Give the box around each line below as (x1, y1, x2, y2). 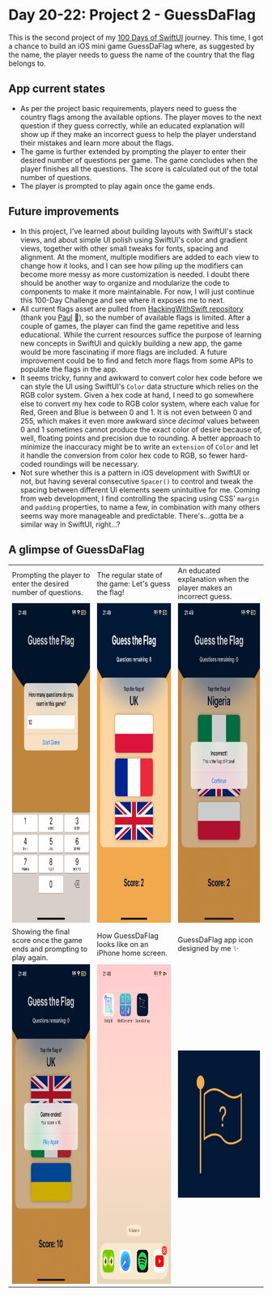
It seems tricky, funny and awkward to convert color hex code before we (19, 372, 263, 382)
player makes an (177, 583, 232, 593)
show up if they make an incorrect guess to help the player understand (19, 129, 257, 139)
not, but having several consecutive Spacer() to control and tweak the (19, 476, 253, 486)
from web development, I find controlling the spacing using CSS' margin (19, 493, 260, 503)
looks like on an (96, 940, 149, 949)
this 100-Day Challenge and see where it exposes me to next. (19, 295, 225, 305)
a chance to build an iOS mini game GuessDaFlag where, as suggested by (8, 41, 255, 50)
